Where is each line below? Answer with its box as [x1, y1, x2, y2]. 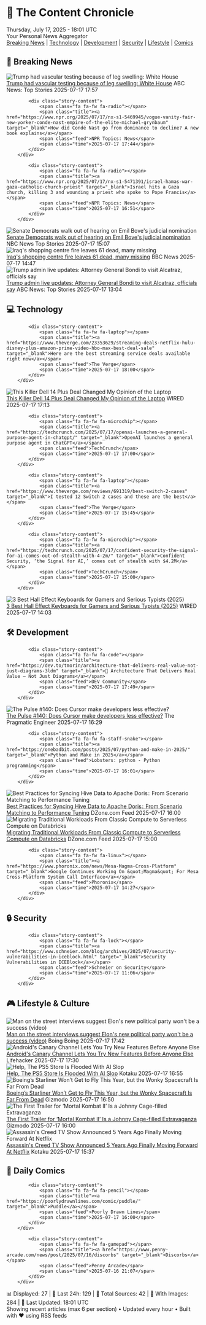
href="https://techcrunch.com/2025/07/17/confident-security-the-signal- [6, 547, 199, 553]
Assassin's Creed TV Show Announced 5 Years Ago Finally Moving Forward [6, 1141, 198, 1149]
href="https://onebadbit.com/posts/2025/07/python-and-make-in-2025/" [6, 747, 191, 753]
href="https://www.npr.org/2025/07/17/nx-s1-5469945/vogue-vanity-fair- [6, 114, 196, 120]
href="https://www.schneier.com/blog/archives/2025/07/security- [6, 949, 177, 955]
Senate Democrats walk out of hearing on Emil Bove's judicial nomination [6, 233, 191, 241]
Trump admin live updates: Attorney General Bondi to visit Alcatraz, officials [6, 279, 197, 286]
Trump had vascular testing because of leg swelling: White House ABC [6, 79, 185, 87]
